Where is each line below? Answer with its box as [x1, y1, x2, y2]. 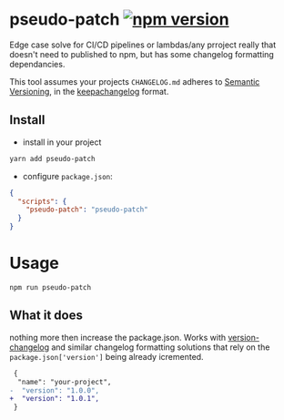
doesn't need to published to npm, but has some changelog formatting [9, 48, 275, 59]
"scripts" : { [17, 197, 67, 206]
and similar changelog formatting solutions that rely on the [51, 342, 270, 353]
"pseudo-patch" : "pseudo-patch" [25, 205, 148, 214]
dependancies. [9, 58, 66, 69]
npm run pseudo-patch [9, 282, 92, 292]
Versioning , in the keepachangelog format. [9, 86, 169, 97]
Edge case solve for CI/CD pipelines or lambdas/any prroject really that [9, 39, 277, 50]
